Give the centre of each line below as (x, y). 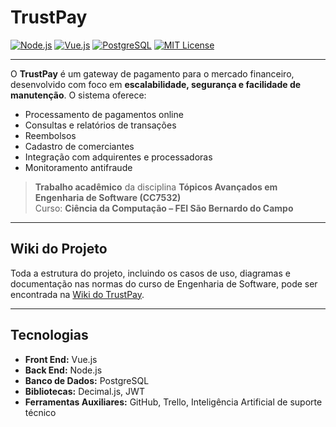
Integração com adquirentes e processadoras (118, 157)
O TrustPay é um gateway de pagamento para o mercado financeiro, (152, 73)
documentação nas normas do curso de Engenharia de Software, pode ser (164, 283)
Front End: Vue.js (61, 359)
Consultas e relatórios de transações (100, 125)
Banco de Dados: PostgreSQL (87, 380)
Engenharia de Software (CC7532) (108, 197)
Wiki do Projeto (59, 249)
